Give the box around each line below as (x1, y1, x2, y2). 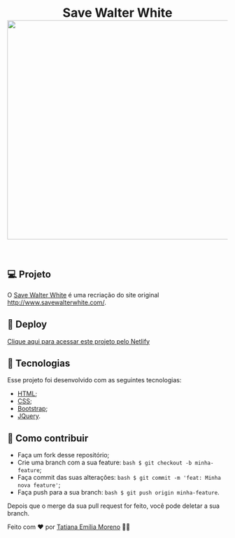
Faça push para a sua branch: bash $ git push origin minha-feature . (17, 488, 220, 497)
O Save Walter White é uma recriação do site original (7, 290, 159, 299)
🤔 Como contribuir (7, 432, 89, 444)
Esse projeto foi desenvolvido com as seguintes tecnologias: (7, 376, 182, 384)
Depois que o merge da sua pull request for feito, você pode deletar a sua (7, 502, 220, 510)
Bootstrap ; (17, 405, 48, 413)
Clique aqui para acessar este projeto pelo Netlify (7, 337, 150, 345)
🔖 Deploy (7, 318, 48, 330)
